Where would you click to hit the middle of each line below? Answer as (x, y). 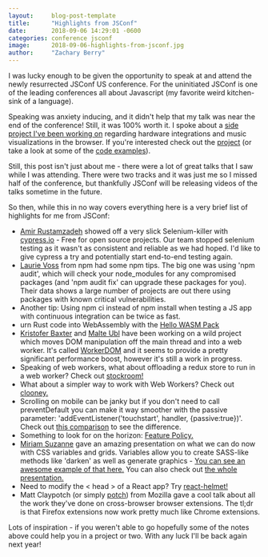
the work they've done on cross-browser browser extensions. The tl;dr (136, 503)
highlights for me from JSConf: (59, 216)
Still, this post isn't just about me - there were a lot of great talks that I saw (131, 166)
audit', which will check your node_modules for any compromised (128, 274)
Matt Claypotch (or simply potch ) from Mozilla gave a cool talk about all (138, 495)
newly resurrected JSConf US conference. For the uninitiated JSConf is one (133, 84)
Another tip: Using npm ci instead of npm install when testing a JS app (136, 308)
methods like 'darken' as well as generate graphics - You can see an (132, 461)
